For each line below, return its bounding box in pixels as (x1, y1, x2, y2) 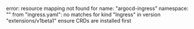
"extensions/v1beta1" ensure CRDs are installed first (6, 17, 131, 24)
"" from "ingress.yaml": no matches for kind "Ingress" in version (6, 11, 161, 18)
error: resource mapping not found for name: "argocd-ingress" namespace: (6, 5, 189, 12)
